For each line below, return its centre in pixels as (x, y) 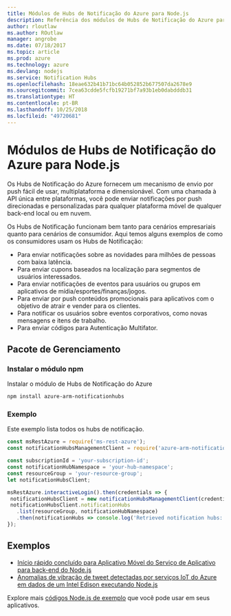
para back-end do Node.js (54, 570)
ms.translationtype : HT (41, 97)
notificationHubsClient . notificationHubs (70, 505)
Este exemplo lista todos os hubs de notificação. (76, 429)
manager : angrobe (32, 39)
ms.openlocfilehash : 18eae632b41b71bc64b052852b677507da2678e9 (100, 84)
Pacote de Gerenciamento (64, 349)
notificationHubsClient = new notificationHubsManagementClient (104, 499)
